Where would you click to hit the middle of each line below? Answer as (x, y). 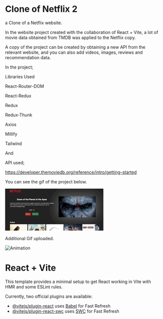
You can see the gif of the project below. (46, 181)
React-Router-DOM (25, 86)
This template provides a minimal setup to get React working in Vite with (78, 282)
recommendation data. (28, 57)
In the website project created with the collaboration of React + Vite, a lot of (82, 32)
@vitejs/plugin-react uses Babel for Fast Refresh (61, 306)
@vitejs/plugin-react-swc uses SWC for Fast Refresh (66, 311)
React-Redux (18, 96)
